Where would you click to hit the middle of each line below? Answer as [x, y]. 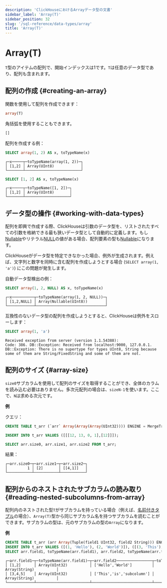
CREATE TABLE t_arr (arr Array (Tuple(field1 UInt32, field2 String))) [80, 543]
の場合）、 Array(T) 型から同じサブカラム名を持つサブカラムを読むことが [87, 516]
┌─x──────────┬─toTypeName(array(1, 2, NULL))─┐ [56, 297]
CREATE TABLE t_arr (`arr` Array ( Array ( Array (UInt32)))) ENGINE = [75, 426]
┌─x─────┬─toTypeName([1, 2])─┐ [39, 188]
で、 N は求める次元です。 [30, 395]
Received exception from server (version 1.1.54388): [62, 340]
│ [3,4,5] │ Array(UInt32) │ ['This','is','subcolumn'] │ [80, 574]
